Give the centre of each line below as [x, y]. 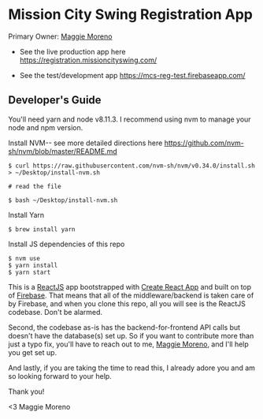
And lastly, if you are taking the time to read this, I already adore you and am [132, 368]
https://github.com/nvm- [204, 143]
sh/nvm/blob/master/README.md [63, 151]
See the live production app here [72, 51]
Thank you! [26, 391]
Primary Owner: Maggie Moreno [60, 36]
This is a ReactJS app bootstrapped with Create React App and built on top [130, 286]
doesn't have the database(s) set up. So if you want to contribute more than [131, 335]
